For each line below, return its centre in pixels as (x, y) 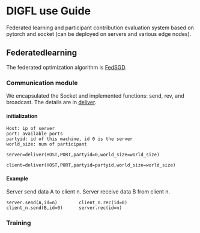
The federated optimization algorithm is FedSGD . (67, 67)
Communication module (42, 83)
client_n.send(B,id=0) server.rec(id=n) (64, 208)
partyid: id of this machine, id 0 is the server (70, 139)
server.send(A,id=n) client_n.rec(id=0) (67, 203)
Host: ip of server (31, 129)
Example (17, 178)
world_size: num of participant (47, 144)
